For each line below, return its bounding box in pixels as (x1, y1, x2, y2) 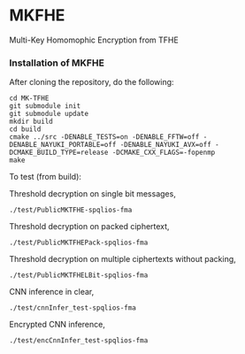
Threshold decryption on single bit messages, (9, 189, 177, 199)
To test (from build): (9, 172, 82, 182)
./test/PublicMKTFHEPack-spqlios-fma (9, 238, 149, 248)
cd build (9, 125, 42, 134)
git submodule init (9, 102, 81, 111)
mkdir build (9, 117, 53, 127)
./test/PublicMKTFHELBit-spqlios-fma (9, 271, 149, 280)
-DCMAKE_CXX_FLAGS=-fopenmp (111, 148, 216, 158)
